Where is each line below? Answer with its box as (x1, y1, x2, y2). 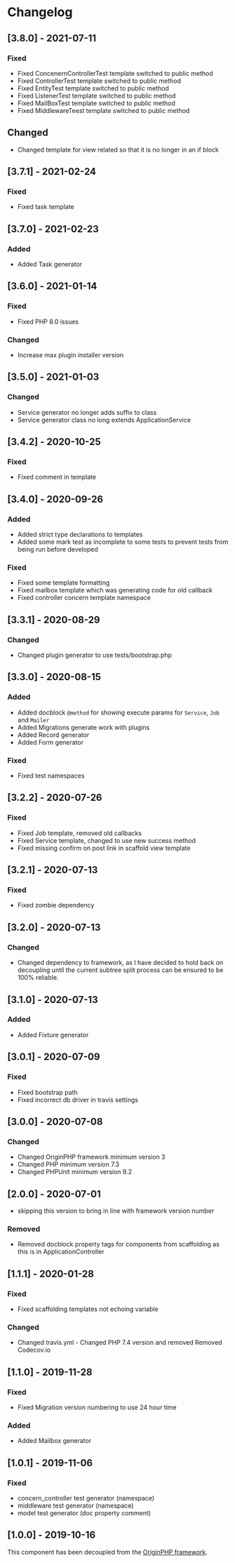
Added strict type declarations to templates (17, 531, 143, 539)
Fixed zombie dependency (17, 901, 95, 910)
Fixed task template (17, 203, 75, 211)
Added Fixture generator (17, 1030, 89, 1039)
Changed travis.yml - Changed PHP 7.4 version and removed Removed (17, 1338, 222, 1347)
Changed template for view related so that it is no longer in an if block (17, 145, 219, 154)
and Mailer (17, 715, 50, 724)
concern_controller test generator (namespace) (17, 1494, 155, 1502)
